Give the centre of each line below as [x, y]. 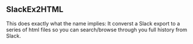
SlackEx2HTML [35, 10]
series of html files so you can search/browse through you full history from [96, 30]
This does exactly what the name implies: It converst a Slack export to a [93, 23]
